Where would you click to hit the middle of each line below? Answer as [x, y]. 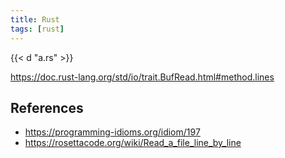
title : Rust [35, 19]
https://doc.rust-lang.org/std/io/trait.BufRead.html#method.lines [142, 77]
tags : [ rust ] [37, 29]
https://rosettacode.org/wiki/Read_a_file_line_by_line [133, 143]
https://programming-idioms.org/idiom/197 [112, 132]
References [47, 107]
